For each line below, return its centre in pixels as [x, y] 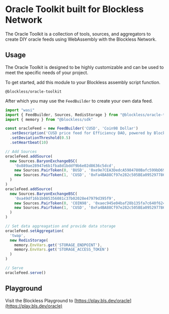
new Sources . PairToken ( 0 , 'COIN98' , [53, 203]
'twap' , [18, 235]
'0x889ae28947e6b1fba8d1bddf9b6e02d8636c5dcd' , [65, 166]
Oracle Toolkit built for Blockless [75, 9]
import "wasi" [20, 110]
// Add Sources [21, 151]
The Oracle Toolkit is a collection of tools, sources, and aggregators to [78, 34]
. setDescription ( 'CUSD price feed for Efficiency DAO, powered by [81, 133]
